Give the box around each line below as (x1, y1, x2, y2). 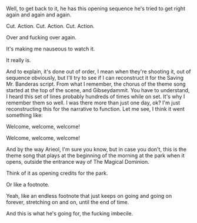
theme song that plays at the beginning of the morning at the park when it (6, 152, 185, 159)
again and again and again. (6, 11, 72, 18)
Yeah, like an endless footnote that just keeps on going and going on (6, 192, 172, 199)
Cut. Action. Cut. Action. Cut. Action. (6, 23, 95, 29)
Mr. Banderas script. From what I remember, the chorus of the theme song (6, 80, 186, 87)
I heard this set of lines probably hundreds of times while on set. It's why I (6, 93, 185, 100)
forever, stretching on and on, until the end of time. (6, 199, 129, 205)
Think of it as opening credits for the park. (6, 170, 108, 177)
